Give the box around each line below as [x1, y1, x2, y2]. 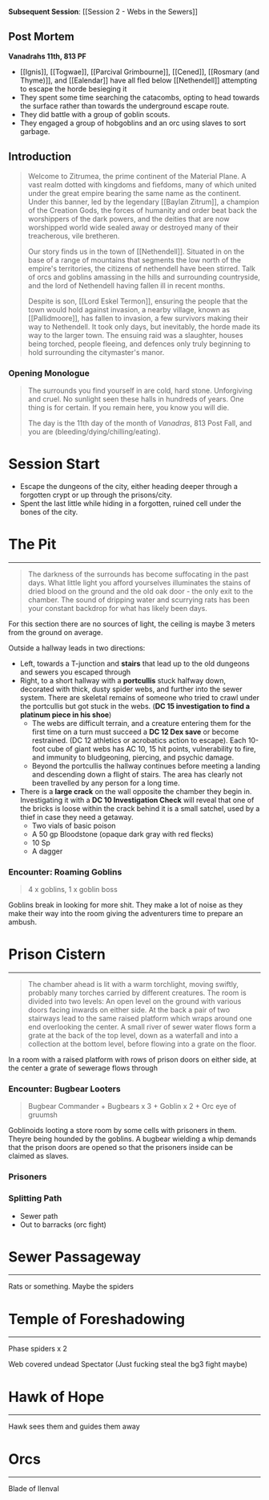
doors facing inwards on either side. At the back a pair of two [27, 1005, 231, 1015]
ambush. [8, 917, 38, 927]
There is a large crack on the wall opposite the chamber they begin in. [19, 786, 252, 796]
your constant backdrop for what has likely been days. [27, 603, 208, 613]
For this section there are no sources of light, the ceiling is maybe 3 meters [8, 618, 255, 629]
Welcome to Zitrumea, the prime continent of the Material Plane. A [27, 171, 247, 181]
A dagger [31, 846, 63, 856]
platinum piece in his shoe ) [19, 710, 112, 719]
